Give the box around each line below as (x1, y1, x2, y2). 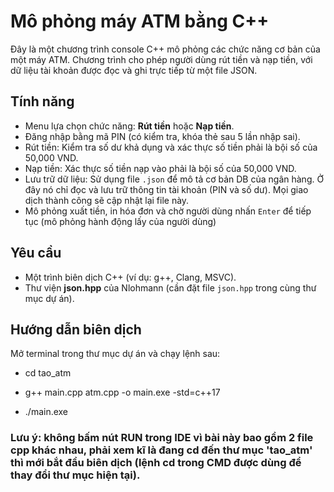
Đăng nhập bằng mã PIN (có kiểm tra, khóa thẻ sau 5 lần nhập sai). (24, 130, 301, 142)
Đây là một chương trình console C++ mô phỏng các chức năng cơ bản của (10, 43, 321, 55)
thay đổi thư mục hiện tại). (10, 468, 141, 482)
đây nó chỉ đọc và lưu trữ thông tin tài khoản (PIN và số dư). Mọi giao (24, 183, 309, 195)
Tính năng (10, 93, 75, 110)
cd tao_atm (24, 367, 72, 379)
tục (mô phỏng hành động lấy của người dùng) (24, 215, 217, 227)
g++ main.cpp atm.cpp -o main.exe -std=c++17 (24, 386, 221, 399)
